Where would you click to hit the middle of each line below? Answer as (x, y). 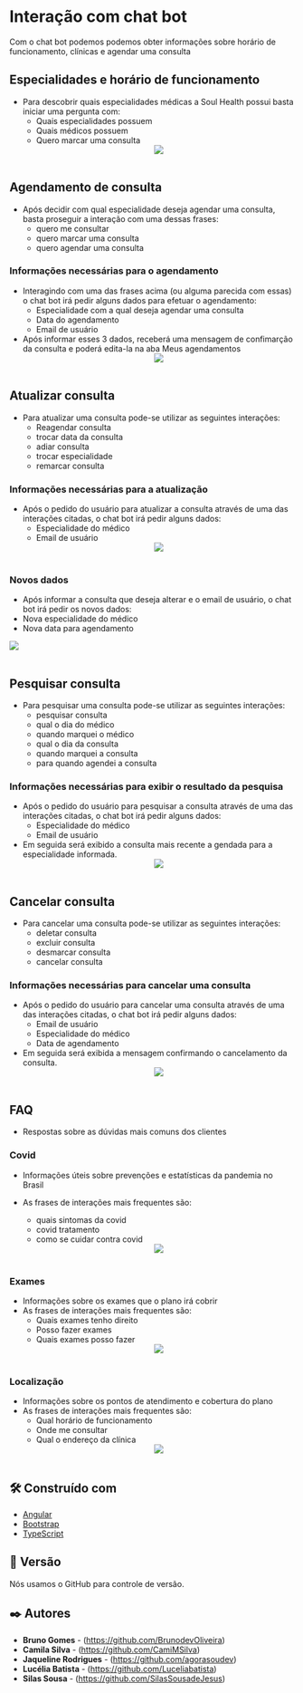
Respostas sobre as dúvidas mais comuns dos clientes (124, 1132)
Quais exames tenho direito (87, 1320)
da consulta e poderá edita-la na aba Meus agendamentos (132, 348)
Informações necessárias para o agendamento (114, 271)
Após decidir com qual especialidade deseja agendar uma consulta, (149, 209)
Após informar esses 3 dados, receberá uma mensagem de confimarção (158, 339)
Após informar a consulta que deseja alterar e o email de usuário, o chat (157, 600)
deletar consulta (66, 933)
